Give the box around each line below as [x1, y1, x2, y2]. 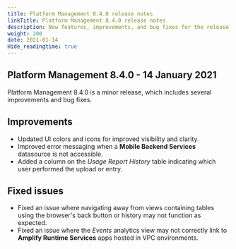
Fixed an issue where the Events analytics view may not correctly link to [17, 226, 228, 235]
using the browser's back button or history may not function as [17, 211, 201, 219]
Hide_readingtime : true [7, 43, 78, 50]
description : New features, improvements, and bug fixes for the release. [7, 23, 232, 30]
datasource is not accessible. [17, 150, 104, 158]
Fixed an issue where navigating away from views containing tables [17, 204, 215, 212]
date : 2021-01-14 [7, 37, 59, 44]
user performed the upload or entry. [17, 164, 123, 173]
